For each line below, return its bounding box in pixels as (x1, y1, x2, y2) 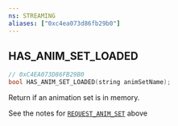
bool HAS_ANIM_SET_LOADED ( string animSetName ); (8, 78, 172, 86)
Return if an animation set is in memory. (8, 93, 140, 103)
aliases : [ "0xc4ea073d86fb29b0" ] (8, 19, 121, 27)
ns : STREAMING (8, 11, 56, 20)
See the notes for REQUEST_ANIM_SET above (8, 108, 147, 118)
